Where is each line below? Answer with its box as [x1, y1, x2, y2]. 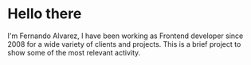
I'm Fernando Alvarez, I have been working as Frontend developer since [7, 31, 244, 40]
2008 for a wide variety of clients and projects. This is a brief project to [7, 39, 241, 48]
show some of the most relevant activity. [7, 48, 141, 57]
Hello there [7, 5, 82, 23]
